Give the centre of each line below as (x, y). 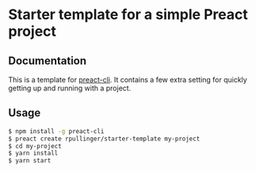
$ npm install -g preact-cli (56, 131)
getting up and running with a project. (70, 88)
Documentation (48, 61)
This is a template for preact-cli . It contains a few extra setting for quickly (128, 80)
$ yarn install (33, 153)
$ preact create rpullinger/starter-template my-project (104, 139)
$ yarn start (30, 161)
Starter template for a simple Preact (128, 15)
